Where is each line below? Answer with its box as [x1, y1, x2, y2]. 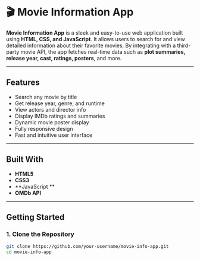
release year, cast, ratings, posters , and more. [6, 54, 122, 62]
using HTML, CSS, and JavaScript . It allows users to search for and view [6, 35, 186, 42]
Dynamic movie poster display [14, 118, 89, 126]
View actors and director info [14, 106, 86, 113]
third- [177, 42, 191, 49]
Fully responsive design [14, 125, 73, 132]
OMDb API [14, 189, 42, 196]
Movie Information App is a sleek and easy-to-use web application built [6, 29, 183, 36]
